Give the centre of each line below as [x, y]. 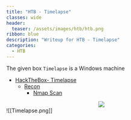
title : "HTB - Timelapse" [39, 12]
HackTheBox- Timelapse [46, 80]
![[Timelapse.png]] [30, 110]
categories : [21, 46]
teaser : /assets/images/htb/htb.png [58, 29]
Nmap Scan [47, 93]
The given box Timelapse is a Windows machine [65, 68]
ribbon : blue [23, 34]
